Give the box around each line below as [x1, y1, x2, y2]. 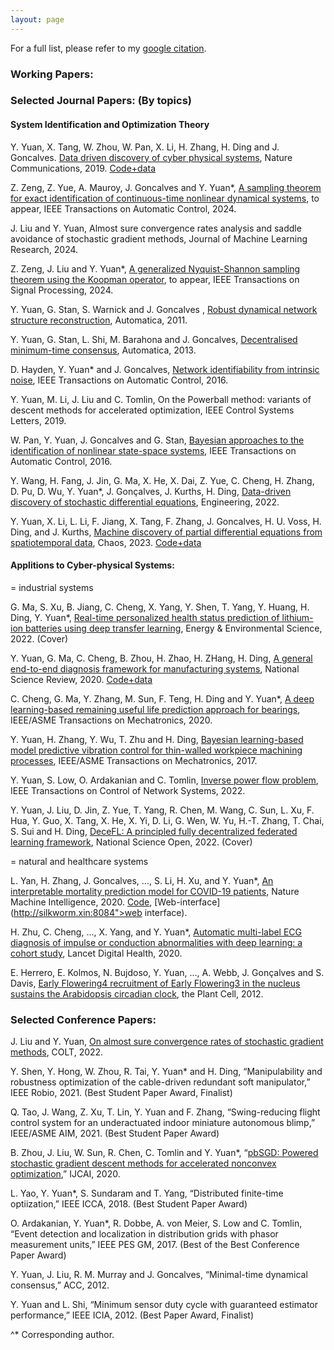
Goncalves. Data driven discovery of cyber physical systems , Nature [10, 151, 293, 163]
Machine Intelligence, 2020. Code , [10, 896, 153, 908]
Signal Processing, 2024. [10, 284, 114, 296]
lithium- [281, 611, 314, 623]
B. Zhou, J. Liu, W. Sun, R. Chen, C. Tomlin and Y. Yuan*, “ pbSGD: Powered [10, 1147, 319, 1159]
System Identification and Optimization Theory [10, 119, 210, 131]
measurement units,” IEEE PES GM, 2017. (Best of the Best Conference [10, 1239, 300, 1251]
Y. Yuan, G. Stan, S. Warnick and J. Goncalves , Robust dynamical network [10, 303, 318, 315]
